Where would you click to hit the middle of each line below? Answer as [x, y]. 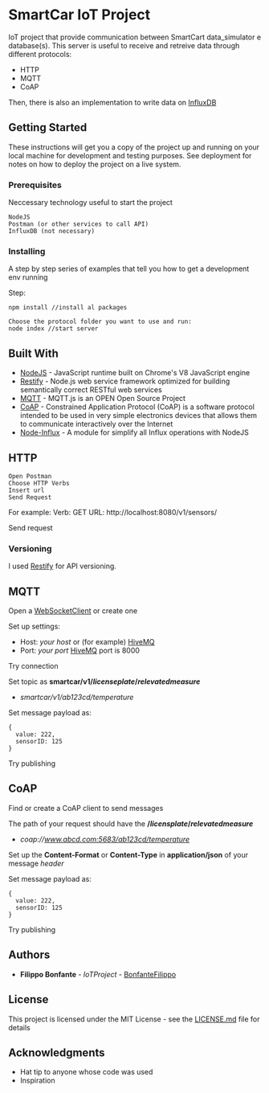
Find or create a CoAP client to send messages [86, 808]
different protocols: [40, 54]
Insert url [26, 490]
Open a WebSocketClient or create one [73, 611]
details [19, 1027]
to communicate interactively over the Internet [96, 424]
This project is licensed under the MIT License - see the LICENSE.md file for [134, 1019]
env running [28, 277]
